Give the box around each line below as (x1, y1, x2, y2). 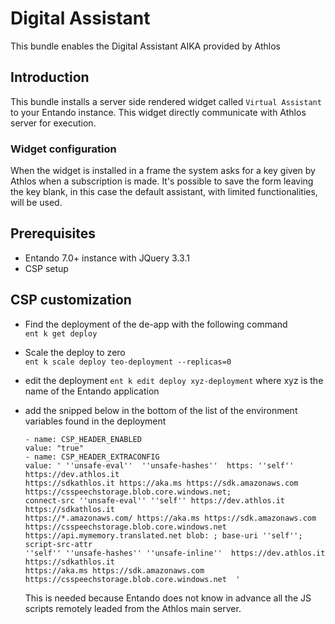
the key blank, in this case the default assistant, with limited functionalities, (10, 186, 318, 198)
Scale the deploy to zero (24, 346, 126, 358)
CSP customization (10, 292, 132, 309)
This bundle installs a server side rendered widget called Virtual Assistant (10, 95, 322, 107)
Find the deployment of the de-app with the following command (24, 318, 288, 330)
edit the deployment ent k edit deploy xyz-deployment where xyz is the (24, 374, 324, 386)
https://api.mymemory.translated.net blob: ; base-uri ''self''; (24, 530, 303, 541)
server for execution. (10, 117, 97, 129)
